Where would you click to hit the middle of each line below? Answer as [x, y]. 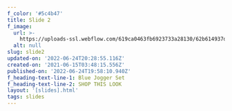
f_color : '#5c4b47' [35, 13]
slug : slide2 [26, 52]
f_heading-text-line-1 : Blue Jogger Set [66, 78]
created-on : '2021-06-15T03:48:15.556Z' [66, 65]
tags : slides [26, 97]
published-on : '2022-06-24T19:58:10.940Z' [69, 71]
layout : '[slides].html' [43, 90]
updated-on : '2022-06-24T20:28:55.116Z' [66, 59]
